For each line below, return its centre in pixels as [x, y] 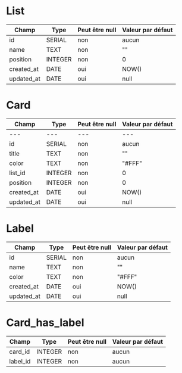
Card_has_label [45, 322]
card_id [20, 352]
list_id [17, 173]
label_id [20, 361]
